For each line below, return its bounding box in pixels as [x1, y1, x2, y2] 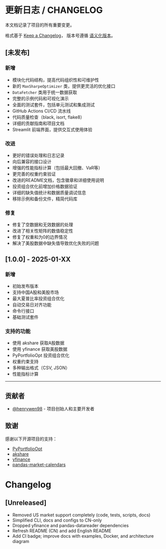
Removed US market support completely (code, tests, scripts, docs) [12, 512, 151, 518]
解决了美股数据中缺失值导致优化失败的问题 [12, 240, 99, 246]
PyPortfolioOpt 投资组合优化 [12, 352, 70, 358]
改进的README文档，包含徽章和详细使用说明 [12, 177, 105, 183]
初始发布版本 [12, 283, 39, 289]
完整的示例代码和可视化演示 [12, 95, 69, 101]
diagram [12, 538, 30, 544]
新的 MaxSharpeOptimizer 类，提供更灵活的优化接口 [12, 83, 116, 89]
